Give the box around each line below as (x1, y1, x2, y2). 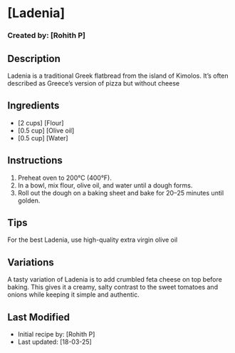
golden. (17, 196, 41, 205)
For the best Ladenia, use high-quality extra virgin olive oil (7, 235, 178, 244)
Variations (7, 256, 55, 268)
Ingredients (7, 100, 60, 112)
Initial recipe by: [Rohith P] (17, 329, 95, 338)
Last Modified (7, 311, 70, 323)
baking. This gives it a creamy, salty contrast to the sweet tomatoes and (7, 283, 219, 292)
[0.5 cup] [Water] (17, 133, 69, 142)
